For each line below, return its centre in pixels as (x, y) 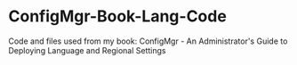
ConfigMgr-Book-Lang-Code (118, 16)
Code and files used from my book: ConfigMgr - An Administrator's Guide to (148, 41)
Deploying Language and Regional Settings (87, 50)
